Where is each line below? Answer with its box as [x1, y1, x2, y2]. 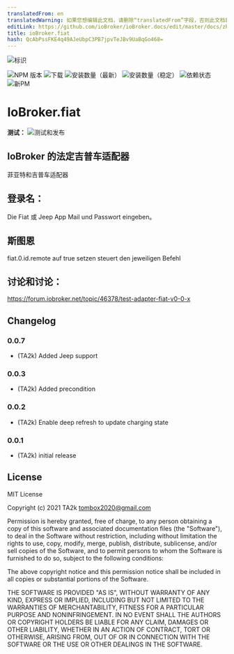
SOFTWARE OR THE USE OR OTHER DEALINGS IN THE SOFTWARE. [7, 640, 203, 648]
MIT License [7, 490, 43, 498]
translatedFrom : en [7, 10, 64, 17]
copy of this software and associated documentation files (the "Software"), [7, 524, 223, 533]
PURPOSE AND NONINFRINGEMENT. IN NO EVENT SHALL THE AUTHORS [7, 610, 221, 618]
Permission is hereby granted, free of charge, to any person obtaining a [7, 517, 212, 525]
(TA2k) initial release [17, 451, 77, 460]
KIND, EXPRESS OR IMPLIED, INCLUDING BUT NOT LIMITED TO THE [7, 595, 205, 604]
